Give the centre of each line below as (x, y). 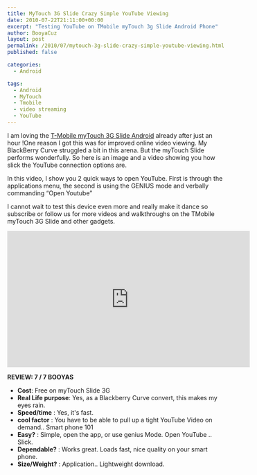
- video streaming (40, 109)
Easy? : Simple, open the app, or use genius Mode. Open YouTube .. (115, 434)
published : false (32, 53)
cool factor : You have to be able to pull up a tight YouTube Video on (115, 420)
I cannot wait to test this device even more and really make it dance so (108, 206)
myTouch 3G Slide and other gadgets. (61, 221)
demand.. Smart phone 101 (55, 427)
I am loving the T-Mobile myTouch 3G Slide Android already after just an (110, 135)
